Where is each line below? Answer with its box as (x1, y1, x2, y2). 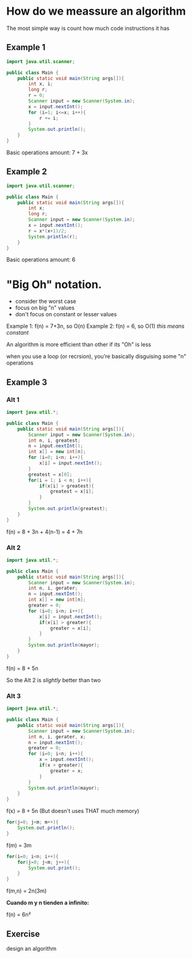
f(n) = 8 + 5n (6, 664, 39, 672)
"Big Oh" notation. (6, 277, 102, 291)
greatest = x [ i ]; (50, 488, 95, 495)
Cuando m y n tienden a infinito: (6, 899, 89, 907)
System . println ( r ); (28, 234, 78, 240)
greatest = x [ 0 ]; (28, 471, 72, 478)
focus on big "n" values (15, 304, 75, 311)
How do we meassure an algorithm (6, 4, 186, 18)
